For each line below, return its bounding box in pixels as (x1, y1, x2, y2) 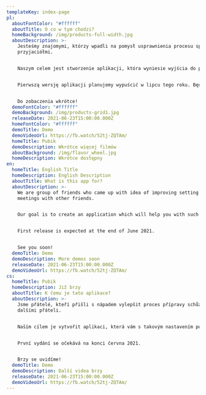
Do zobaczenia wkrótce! (17, 98, 78, 104)
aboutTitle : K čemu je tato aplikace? (12, 290, 112, 296)
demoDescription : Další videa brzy (12, 368, 103, 374)
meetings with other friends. (17, 195, 95, 201)
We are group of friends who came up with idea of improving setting (17, 190, 199, 196)
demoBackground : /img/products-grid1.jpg (12, 110, 120, 116)
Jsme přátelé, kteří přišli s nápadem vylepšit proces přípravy (17, 301, 185, 307)
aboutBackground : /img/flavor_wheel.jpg (12, 150, 116, 156)
